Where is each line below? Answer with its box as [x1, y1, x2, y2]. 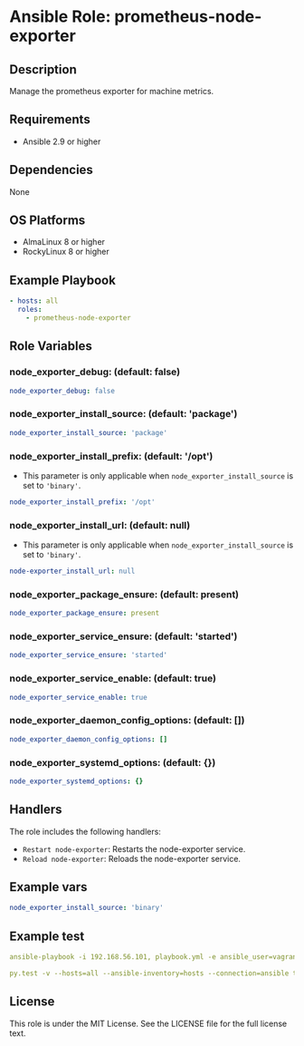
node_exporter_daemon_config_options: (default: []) [9, 714, 245, 727]
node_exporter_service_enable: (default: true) [9, 673, 217, 685]
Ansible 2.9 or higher [22, 136, 101, 147]
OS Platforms [9, 213, 86, 228]
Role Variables [9, 338, 92, 354]
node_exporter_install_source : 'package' [9, 428, 168, 437]
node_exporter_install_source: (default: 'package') [9, 408, 238, 421]
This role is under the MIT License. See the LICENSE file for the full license [9, 1018, 288, 1029]
